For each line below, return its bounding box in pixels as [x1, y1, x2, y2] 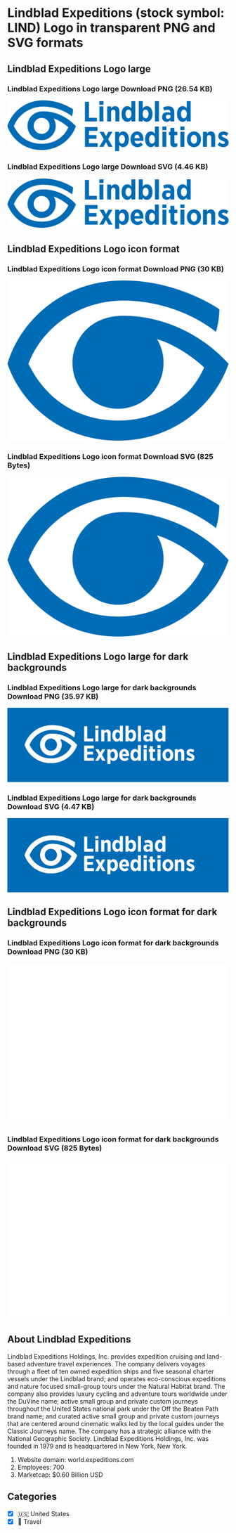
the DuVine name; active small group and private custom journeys [7, 1397, 198, 1405]
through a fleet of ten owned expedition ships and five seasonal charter [7, 1367, 214, 1376]
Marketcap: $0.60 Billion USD [17, 1470, 103, 1479]
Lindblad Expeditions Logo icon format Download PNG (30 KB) [7, 264, 225, 273]
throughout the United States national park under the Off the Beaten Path [7, 1404, 219, 1413]
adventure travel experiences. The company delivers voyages [27, 1359, 206, 1368]
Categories [7, 1491, 58, 1503]
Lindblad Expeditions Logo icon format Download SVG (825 [7, 451, 214, 461]
